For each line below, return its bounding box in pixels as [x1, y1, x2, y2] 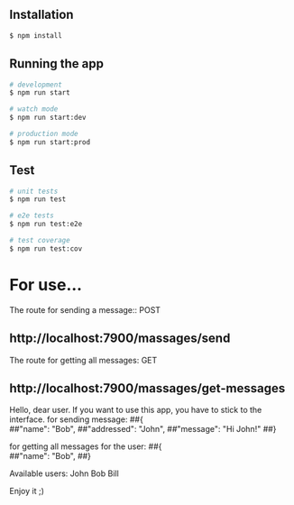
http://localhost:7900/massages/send [9, 331, 231, 346]
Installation [9, 7, 74, 23]
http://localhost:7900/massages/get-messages [9, 381, 286, 396]
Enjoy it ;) [9, 486, 45, 497]
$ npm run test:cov [9, 243, 83, 253]
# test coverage [9, 236, 70, 245]
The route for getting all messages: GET [9, 354, 158, 365]
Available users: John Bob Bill [9, 468, 119, 479]
